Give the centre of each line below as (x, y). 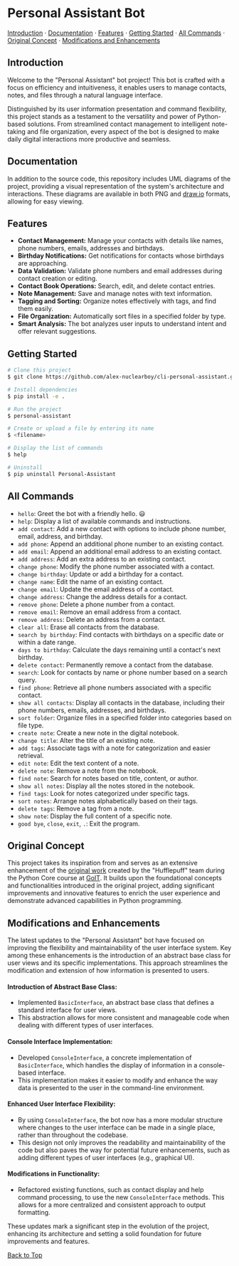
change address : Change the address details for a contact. (102, 596)
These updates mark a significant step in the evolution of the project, (108, 1226)
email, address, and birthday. (60, 536)
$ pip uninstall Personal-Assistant (62, 474)
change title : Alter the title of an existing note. (86, 740)
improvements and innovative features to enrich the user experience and (114, 893)
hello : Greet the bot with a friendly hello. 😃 (81, 513)
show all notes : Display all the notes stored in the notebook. (106, 786)
